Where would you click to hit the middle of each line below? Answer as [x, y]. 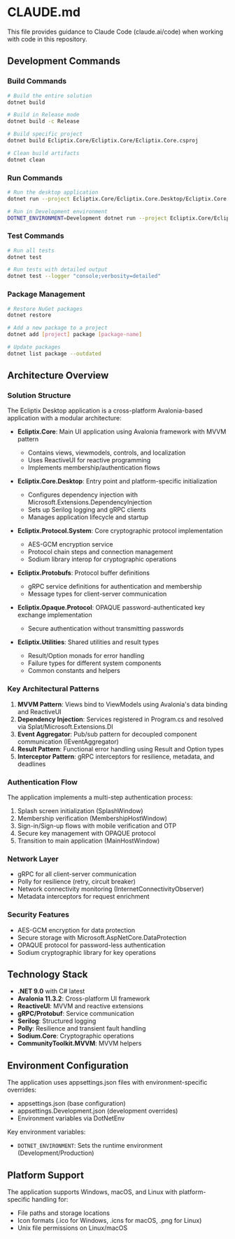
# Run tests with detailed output [58, 270]
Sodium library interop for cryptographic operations [102, 559]
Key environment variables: [47, 1132]
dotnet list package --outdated [54, 354]
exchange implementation [55, 615]
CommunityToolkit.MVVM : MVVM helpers [79, 1043]
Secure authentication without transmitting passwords [106, 629]
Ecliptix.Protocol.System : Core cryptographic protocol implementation [120, 531]
